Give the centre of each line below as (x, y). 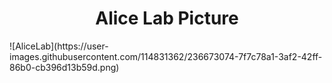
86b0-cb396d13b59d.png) (64, 67)
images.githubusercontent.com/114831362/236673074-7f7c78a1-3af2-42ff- (166, 56)
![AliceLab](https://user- (59, 46)
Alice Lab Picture (167, 18)
